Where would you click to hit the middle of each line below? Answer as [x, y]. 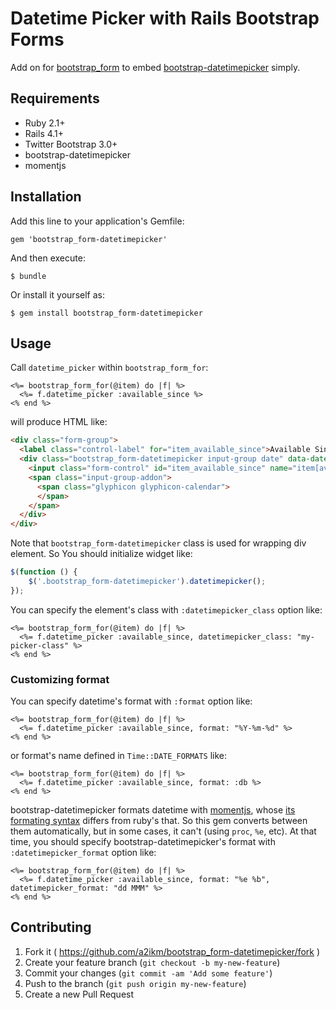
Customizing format [60, 679]
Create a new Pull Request [79, 994]
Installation [46, 197]
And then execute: [48, 258]
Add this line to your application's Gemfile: [97, 221]
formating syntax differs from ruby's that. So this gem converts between [159, 821]
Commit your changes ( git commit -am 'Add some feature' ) [148, 973]
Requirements [55, 98]
